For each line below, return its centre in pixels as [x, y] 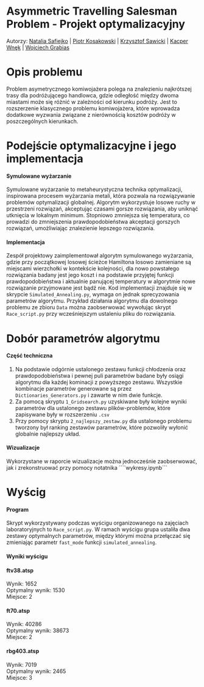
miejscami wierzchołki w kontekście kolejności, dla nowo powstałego [93, 268]
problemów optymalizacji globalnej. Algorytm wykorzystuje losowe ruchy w [101, 203]
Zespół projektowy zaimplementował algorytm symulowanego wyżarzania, [100, 256]
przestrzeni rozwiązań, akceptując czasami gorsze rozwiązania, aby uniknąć [102, 209]
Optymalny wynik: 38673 [38, 630]
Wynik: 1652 [22, 584]
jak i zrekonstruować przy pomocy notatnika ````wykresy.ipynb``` [87, 468]
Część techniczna [30, 356]
